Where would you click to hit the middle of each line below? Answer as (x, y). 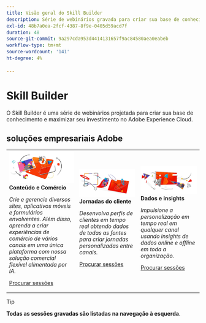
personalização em (165, 217)
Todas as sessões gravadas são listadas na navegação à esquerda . (93, 314)
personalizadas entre (106, 246)
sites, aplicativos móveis (40, 206)
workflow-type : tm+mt (34, 45)
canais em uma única (36, 245)
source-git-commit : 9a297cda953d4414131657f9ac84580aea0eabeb (87, 39)
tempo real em (159, 223)
